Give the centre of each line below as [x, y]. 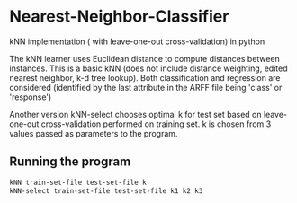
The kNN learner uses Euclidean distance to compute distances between [145, 58]
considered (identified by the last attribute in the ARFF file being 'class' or [146, 87]
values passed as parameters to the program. [94, 133]
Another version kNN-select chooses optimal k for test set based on [136, 114]
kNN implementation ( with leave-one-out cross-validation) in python [137, 41]
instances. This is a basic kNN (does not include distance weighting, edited [148, 68]
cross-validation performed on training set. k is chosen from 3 [156, 124]
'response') [31, 97]
